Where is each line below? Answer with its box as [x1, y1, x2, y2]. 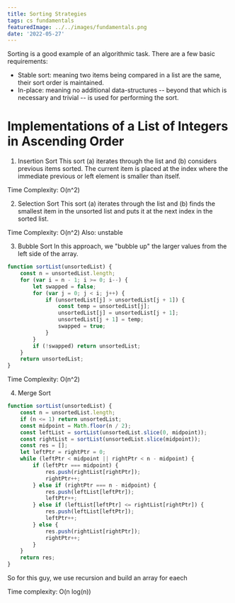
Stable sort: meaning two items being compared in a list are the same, [17, 71, 222, 79]
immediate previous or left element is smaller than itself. [17, 172, 180, 181]
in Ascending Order [7, 133, 125, 150]
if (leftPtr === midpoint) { [33, 462, 119, 469]
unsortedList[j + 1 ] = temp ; [57, 316, 144, 323]
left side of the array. [17, 250, 79, 258]
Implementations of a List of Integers [7, 118, 229, 135]
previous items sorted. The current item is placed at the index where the [17, 165, 229, 173]
